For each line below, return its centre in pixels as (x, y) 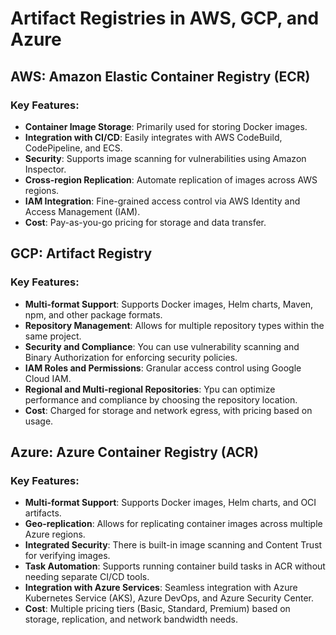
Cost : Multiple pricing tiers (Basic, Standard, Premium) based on (157, 609)
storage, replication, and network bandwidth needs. (131, 619)
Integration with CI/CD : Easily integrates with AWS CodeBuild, (153, 137)
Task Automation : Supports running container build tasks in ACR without (175, 566)
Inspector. (45, 169)
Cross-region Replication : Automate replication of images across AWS (171, 179)
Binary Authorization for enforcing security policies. (131, 357)
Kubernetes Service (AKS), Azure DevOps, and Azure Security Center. (169, 598)
